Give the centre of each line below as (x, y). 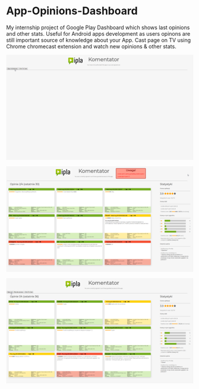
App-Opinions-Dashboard (72, 11)
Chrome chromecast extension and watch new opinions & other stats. (91, 46)
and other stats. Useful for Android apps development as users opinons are (98, 33)
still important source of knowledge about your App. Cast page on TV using (99, 40)
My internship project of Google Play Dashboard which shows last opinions (98, 27)
